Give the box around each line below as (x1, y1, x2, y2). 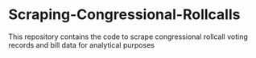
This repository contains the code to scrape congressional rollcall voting (8, 32, 248, 41)
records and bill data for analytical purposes (8, 40, 155, 49)
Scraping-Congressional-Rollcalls (8, 6, 241, 24)
